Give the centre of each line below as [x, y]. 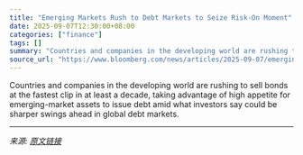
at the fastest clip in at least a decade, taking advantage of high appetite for [150, 95]
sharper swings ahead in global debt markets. [94, 114]
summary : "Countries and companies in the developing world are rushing [149, 51]
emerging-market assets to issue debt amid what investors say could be [143, 104]
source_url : [32, 59]
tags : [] [26, 43]
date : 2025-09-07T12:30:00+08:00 [72, 26]
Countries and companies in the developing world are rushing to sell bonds [149, 85]
